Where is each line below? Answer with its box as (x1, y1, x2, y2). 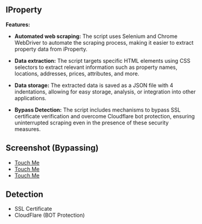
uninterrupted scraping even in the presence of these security (14, 119, 169, 126)
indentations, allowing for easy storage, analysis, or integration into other (14, 88, 196, 95)
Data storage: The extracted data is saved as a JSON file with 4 (14, 82, 174, 89)
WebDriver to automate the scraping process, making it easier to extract (14, 39, 194, 46)
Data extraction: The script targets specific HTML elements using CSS (14, 57, 191, 64)
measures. (14, 125, 41, 132)
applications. (14, 94, 46, 101)
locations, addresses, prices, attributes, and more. (14, 69, 140, 77)
